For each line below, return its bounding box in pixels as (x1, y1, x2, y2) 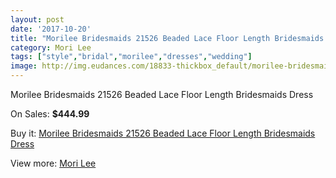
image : (10, 61, 38, 71)
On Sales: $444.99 (10, 108, 90, 120)
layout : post (10, 14, 65, 25)
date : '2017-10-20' (10, 24, 92, 34)
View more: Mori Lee (10, 157, 97, 169)
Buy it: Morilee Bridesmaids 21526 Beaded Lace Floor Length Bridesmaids (10, 127, 316, 139)
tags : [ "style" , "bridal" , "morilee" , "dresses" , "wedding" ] (10, 52, 253, 62)
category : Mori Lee (10, 42, 92, 53)
